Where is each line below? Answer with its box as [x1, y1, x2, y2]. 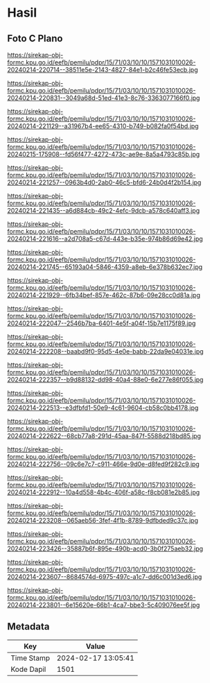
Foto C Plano [7, 33, 63, 44]
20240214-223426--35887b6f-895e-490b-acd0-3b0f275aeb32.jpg [7, 544, 203, 553]
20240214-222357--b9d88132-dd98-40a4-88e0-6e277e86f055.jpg [7, 376, 204, 383]
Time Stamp [10, 653, 51, 663]
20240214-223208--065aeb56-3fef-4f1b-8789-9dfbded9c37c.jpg [7, 517, 199, 524]
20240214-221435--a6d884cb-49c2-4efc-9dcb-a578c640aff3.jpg [7, 207, 200, 214]
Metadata [7, 621, 50, 632]
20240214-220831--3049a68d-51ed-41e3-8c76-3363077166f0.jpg [7, 94, 200, 102]
